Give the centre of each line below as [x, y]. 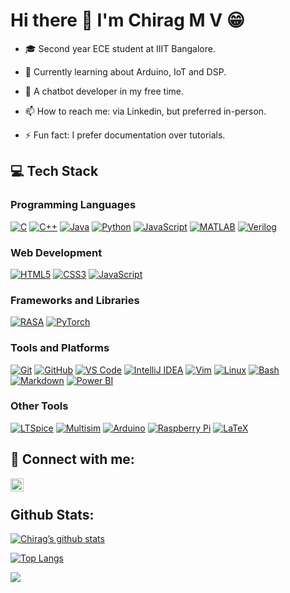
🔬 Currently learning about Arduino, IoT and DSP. [125, 71]
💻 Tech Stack [54, 171]
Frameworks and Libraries [75, 300]
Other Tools [39, 406]
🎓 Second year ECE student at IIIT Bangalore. [120, 48]
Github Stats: [52, 515]
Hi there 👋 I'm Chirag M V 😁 [127, 20]
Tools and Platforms [60, 348]
